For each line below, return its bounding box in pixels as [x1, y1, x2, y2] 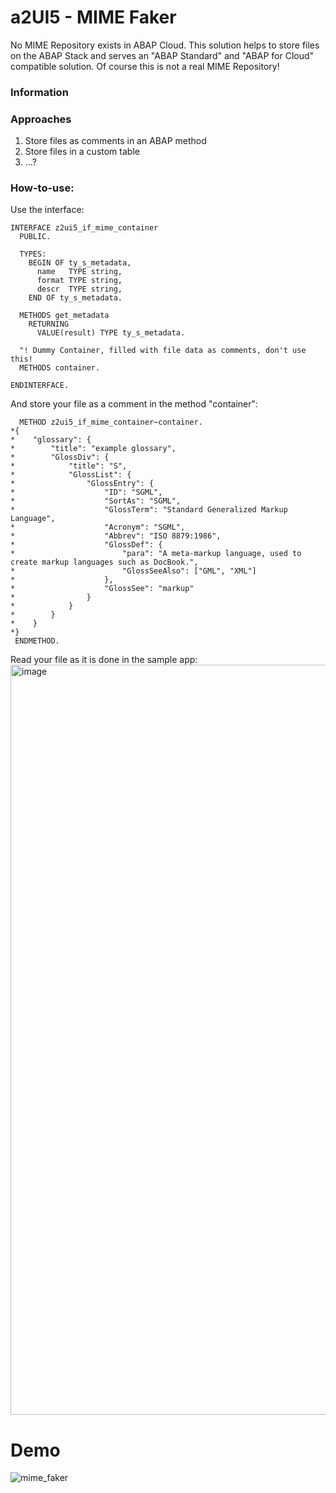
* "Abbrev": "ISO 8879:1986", [10, 531, 222, 541]
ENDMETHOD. [14, 636, 60, 646]
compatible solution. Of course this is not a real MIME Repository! [10, 60, 280, 72]
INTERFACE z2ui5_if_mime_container [10, 223, 159, 233]
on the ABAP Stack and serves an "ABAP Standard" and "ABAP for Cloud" [10, 49, 315, 61]
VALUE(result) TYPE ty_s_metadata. [36, 328, 186, 338]
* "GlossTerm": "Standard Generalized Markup [10, 505, 288, 515]
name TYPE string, [36, 267, 123, 277]
